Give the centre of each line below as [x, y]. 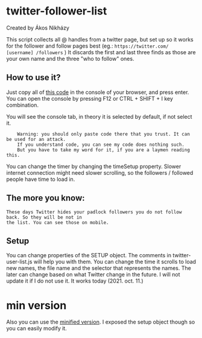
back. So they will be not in [44, 217]
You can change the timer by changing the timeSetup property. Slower [94, 166]
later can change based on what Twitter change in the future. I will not [93, 275]
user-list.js [19, 262]
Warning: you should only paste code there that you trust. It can [103, 134]
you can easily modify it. [37, 328]
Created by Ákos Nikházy [38, 28]
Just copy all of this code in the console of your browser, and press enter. [98, 92]
